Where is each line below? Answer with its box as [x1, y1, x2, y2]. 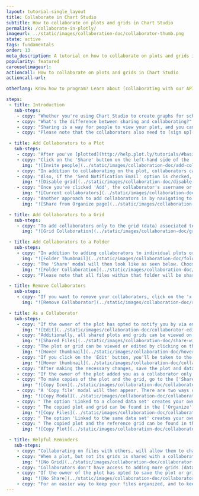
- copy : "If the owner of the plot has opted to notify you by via [17, 321, 187, 327]
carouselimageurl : [6, 64, 52, 70]
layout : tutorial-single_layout [6, 8, 86, 15]
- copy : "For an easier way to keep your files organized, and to [17, 481, 184, 487]
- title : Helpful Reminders [8, 437, 78, 443]
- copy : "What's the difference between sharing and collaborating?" [17, 118, 192, 125]
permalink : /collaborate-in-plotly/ [6, 25, 97, 31]
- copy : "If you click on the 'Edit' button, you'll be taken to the [17, 354, 192, 360]
